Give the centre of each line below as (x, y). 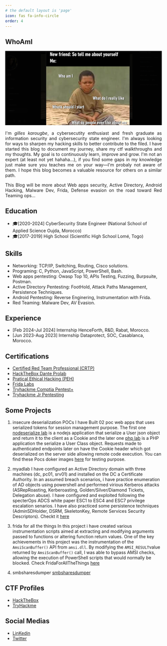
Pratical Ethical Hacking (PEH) (43, 379)
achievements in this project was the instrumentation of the (73, 542)
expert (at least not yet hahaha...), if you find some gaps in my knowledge (83, 160)
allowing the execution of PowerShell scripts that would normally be (82, 558)
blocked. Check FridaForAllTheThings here (56, 563)
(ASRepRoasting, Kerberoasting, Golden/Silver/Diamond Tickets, (78, 490)
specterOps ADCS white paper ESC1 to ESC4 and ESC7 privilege (79, 500)
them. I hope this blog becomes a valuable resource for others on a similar (83, 170)
